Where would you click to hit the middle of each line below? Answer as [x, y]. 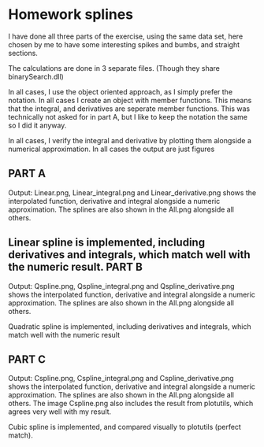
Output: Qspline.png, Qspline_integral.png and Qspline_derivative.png [121, 286]
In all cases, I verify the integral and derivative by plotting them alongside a [130, 140]
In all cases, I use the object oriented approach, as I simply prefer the [121, 91]
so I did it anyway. [37, 125]
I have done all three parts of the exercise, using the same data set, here [126, 36]
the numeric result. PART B [76, 267]
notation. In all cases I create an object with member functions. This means [130, 100]
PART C [27, 359]
